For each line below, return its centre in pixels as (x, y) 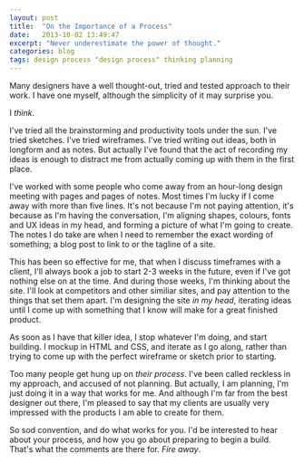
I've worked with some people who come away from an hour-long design (146, 186)
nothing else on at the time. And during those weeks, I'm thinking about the (150, 281)
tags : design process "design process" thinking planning (121, 60)
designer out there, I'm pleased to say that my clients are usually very (139, 403)
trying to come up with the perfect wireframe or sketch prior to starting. (143, 356)
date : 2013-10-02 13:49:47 (64, 34)
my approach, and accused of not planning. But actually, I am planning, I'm (149, 383)
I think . (22, 113)
